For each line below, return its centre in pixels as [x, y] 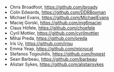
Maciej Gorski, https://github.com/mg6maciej [56, 23]
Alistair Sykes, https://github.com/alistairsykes [57, 64]
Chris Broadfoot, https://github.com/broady [54, 7]
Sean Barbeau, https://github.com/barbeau [53, 59]
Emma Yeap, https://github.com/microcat [51, 49]
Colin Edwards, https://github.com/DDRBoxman [58, 12]
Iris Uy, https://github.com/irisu [41, 43]
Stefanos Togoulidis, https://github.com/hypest [57, 54]
